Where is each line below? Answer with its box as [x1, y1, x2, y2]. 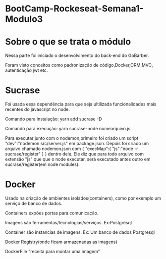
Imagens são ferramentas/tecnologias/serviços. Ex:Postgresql [5, 220, 132, 225]
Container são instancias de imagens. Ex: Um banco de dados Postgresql [5, 229, 155, 235]
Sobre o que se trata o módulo [5, 36, 131, 48]
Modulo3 [5, 13, 43, 25]
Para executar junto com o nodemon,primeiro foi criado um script [5, 135, 139, 141]
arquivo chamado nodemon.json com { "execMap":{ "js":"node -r [5, 146, 138, 152]
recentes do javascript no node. [5, 106, 70, 112]
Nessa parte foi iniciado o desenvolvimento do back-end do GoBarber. [5, 52, 149, 58]
